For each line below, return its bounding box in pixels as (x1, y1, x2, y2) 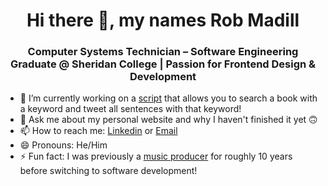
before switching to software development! (19, 165, 198, 177)
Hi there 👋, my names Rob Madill (26, 9, 300, 32)
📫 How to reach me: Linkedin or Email (19, 125, 178, 137)
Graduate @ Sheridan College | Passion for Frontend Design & (9, 57, 317, 71)
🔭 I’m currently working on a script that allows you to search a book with (19, 92, 318, 104)
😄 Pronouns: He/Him (19, 139, 108, 151)
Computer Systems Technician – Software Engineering (27, 45, 299, 59)
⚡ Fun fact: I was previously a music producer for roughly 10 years (19, 150, 293, 163)
